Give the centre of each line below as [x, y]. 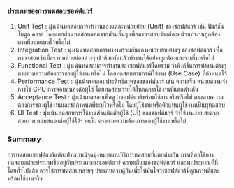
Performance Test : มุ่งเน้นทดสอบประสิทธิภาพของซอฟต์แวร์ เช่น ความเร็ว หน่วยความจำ [122, 81]
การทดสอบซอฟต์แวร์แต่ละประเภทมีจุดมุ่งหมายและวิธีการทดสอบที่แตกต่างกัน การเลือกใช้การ [111, 154]
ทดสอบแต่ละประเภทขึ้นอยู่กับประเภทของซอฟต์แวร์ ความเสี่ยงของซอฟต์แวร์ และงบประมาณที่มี [113, 162]
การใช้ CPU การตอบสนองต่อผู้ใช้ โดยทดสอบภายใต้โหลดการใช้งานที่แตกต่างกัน [108, 89]
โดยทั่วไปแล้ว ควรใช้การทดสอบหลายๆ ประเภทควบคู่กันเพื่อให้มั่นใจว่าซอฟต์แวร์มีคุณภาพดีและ [114, 170]
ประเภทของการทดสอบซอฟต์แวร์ [50, 11]
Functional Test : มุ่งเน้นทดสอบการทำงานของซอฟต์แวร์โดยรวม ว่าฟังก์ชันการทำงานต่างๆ [122, 66]
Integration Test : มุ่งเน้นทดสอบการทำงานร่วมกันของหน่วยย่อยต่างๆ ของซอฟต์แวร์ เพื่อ [120, 50]
